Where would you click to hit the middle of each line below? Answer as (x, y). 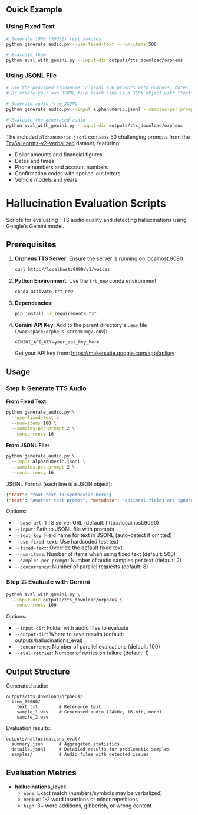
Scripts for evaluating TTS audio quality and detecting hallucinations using (96, 220)
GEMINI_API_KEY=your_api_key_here (57, 342)
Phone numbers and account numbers (61, 167)
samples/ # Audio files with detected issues (80, 755)
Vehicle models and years (46, 179)
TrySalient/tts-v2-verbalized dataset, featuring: (63, 143)
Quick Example (34, 10)
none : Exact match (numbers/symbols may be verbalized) (93, 793)
